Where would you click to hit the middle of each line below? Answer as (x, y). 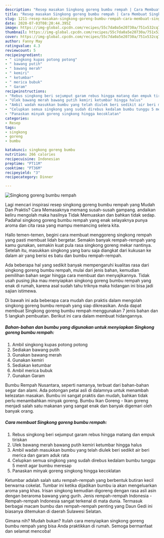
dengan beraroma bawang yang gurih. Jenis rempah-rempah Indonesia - (79, 496)
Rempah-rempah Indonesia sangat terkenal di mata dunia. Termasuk (74, 501)
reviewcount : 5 (20, 50)
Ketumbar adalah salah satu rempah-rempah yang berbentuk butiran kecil (79, 480)
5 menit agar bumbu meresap (42, 466)
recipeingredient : (24, 55)
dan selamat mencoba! (28, 531)
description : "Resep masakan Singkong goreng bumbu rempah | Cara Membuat (83, 10)
